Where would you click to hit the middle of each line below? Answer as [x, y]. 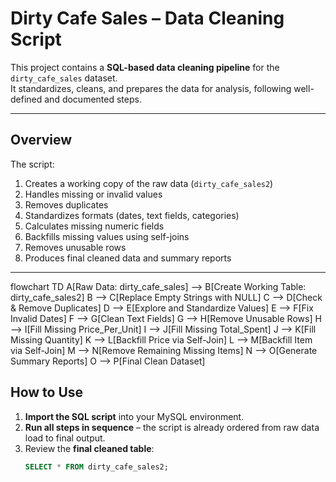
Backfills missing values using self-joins [107, 236]
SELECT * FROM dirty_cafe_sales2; [96, 467]
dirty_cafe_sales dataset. [64, 78]
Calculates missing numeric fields [94, 226]
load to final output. [65, 438]
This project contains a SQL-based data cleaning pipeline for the [145, 67]
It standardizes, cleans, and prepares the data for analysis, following [151, 88]
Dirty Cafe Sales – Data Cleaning [147, 18]
